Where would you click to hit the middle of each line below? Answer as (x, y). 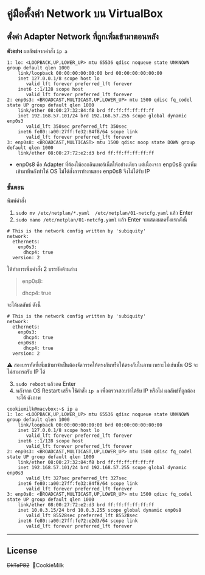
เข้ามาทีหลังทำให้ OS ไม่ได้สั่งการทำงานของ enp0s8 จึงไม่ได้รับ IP (83, 171)
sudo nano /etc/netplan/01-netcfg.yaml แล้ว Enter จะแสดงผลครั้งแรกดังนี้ (101, 220)
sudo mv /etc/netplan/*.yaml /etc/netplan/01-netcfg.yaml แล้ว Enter (104, 213)
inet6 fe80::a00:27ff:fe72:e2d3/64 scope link (78, 521)
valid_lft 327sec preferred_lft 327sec (76, 478)
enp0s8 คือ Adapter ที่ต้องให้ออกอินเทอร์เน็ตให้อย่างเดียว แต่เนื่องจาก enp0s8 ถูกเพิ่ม (106, 164)
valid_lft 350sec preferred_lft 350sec (76, 127)
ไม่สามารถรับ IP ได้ (26, 372)
